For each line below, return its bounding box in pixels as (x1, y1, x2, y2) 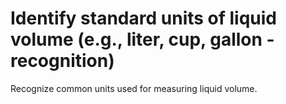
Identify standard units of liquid (10, 7, 278, 30)
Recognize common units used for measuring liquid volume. (10, 82, 258, 94)
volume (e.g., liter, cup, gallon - (10, 28, 275, 51)
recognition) (10, 50, 115, 72)
